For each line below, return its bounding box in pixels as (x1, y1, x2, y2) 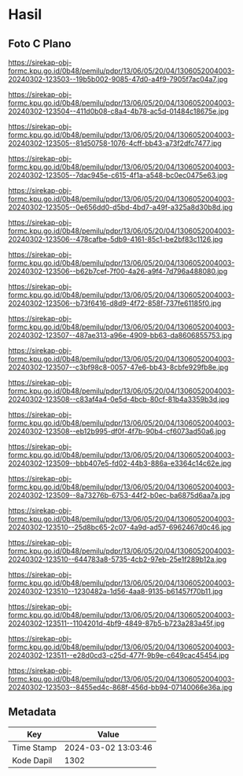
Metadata (8, 705, 57, 718)
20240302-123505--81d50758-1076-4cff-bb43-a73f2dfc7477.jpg (8, 139, 222, 147)
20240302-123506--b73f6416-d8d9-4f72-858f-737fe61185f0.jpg (8, 299, 222, 308)
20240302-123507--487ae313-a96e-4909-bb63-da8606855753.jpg (8, 331, 232, 340)
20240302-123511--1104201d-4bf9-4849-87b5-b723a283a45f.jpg (8, 618, 226, 628)
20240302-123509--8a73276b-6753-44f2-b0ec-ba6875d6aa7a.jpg (8, 491, 230, 499)
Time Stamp (12, 742, 57, 753)
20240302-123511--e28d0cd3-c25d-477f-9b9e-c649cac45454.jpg (8, 651, 230, 659)
